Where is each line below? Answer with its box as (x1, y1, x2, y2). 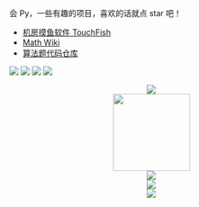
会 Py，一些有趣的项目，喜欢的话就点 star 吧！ (9, 8, 182, 18)
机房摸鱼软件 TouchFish (22, 27, 111, 38)
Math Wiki (22, 37, 60, 48)
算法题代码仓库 (22, 48, 78, 58)
